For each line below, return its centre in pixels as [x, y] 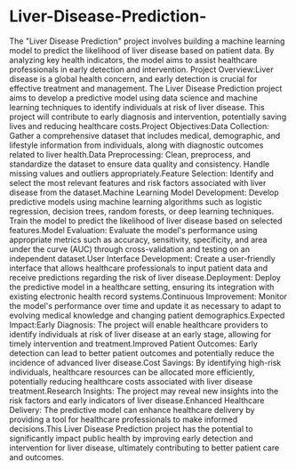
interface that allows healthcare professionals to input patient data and [139, 268]
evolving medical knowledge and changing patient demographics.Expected [147, 315]
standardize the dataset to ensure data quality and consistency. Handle [140, 164]
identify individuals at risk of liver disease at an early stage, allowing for [140, 334]
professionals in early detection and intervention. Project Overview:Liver [141, 69]
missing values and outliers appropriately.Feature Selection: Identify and [141, 173]
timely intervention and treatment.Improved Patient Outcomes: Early [133, 344]
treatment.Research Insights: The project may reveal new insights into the [144, 391]
